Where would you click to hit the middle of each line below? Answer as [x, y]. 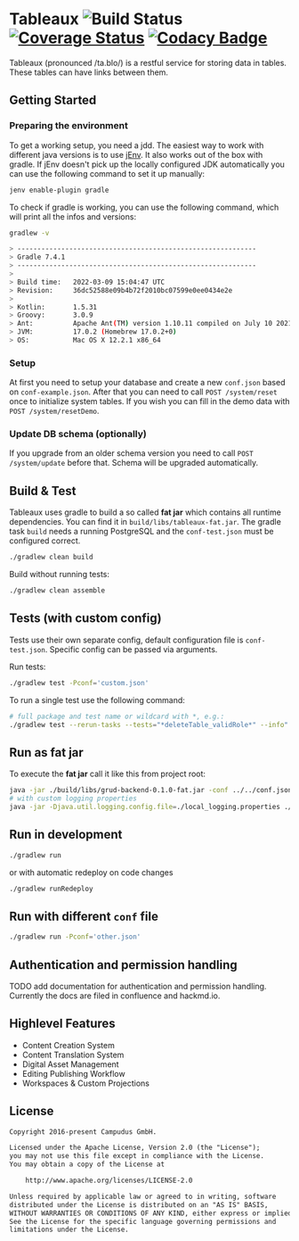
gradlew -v [29, 233]
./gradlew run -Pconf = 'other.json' [75, 937]
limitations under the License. [69, 1230]
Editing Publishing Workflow [74, 1073]
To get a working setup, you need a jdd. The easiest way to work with [137, 145]
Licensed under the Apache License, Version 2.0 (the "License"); [135, 1148]
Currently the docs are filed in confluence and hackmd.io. [115, 996]
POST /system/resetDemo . [54, 411]
